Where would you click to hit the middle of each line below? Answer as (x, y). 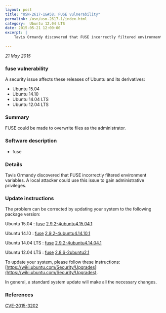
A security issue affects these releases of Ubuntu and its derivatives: (75, 79)
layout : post (19, 10)
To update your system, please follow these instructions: (62, 262)
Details (14, 164)
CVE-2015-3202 (22, 306)
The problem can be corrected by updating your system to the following (78, 209)
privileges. (16, 185)
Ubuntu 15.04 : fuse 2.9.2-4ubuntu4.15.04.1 (49, 224)
